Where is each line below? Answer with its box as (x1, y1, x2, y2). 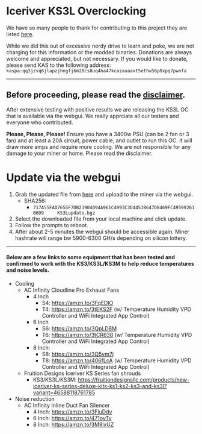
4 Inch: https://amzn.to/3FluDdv (32, 408, 112, 415)
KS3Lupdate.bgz (57, 210, 96, 216)
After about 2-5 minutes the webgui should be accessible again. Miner (14, 228, 189, 235)
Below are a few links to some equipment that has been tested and (6, 254, 176, 261)
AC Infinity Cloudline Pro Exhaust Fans (23, 286, 120, 294)
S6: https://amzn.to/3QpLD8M (41, 324, 117, 332)
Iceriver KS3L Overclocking (6, 4, 146, 18)
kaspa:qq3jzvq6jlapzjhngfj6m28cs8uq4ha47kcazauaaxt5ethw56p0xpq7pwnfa (6, 68, 187, 74)
